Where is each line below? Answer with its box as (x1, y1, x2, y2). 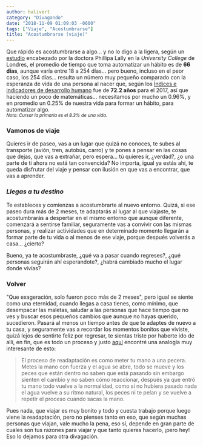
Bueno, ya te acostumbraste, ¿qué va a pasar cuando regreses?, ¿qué (6, 251, 181, 259)
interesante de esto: (6, 345, 56, 352)
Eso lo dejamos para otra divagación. (6, 433, 99, 440)
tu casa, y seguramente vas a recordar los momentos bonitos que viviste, (6, 325, 190, 333)
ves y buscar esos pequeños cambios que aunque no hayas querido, (6, 313, 179, 320)
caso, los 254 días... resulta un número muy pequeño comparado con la (6, 74, 186, 81)
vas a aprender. (6, 172, 45, 179)
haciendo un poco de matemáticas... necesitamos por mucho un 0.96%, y (6, 93, 191, 101)
